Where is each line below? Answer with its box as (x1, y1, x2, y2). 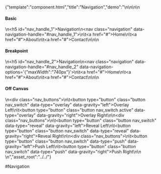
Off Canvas (5, 86, 28, 91)
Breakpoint (5, 48, 28, 53)
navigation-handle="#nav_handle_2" (5, 64, 79, 70)
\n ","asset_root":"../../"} (5, 154, 51, 160)
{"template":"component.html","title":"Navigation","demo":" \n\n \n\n (5, 4, 140, 10)
